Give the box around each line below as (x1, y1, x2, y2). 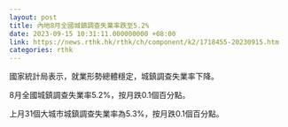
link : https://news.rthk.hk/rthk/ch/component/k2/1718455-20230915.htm (9, 37, 279, 47)
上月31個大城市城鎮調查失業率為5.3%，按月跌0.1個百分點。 (9, 108, 224, 119)
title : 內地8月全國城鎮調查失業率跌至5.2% (9, 21, 150, 30)
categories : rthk (9, 46, 74, 55)
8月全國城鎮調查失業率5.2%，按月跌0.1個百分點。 (9, 90, 191, 101)
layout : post (9, 12, 58, 22)
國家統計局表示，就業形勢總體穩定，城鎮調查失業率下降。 (9, 71, 219, 82)
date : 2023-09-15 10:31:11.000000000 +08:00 (9, 29, 176, 38)
